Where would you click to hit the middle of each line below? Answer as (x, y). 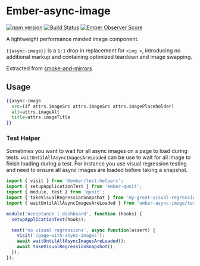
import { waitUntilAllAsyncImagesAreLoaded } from (70, 203)
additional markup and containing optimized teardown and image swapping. (99, 57)
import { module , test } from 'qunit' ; (56, 192)
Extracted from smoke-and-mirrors (49, 68)
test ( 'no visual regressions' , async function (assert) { (84, 230)
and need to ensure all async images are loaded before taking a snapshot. (97, 170)
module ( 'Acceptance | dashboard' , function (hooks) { (74, 214)
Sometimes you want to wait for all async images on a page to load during (97, 151)
